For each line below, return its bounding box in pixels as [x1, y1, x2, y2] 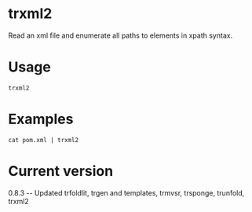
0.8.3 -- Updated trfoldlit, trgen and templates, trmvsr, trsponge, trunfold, [8, 188, 245, 197]
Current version [8, 163, 114, 180]
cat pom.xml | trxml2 [8, 136, 79, 144]
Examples [8, 111, 74, 128]
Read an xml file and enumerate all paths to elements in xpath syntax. [8, 31, 233, 40]
